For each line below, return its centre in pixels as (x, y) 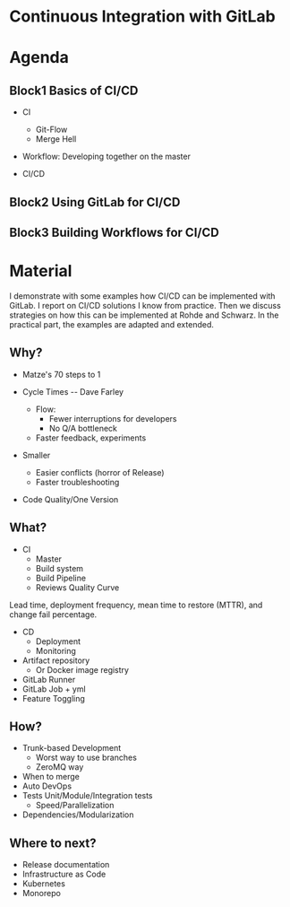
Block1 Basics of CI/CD (74, 90)
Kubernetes (43, 884)
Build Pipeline (61, 578)
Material (41, 271)
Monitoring (55, 650)
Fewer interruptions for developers (113, 418)
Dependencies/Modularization (78, 815)
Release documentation (66, 865)
